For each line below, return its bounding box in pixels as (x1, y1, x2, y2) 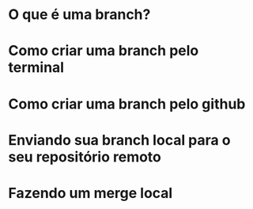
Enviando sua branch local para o (8, 131, 231, 149)
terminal (8, 59, 65, 77)
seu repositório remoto (8, 148, 162, 165)
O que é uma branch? (8, 6, 151, 24)
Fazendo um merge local (8, 184, 173, 202)
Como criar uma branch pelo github (8, 95, 246, 112)
